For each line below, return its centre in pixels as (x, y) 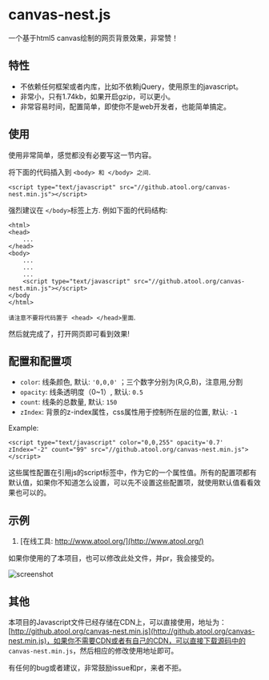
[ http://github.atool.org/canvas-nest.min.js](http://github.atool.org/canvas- (132, 631)
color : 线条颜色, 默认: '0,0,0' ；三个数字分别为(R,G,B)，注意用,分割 (131, 382)
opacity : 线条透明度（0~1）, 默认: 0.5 (82, 392)
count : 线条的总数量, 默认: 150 (68, 402)
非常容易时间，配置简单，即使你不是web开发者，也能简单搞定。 (125, 107)
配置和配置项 (40, 361)
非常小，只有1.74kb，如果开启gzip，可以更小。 (97, 96)
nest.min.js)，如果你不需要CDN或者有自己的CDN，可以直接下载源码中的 (127, 641)
